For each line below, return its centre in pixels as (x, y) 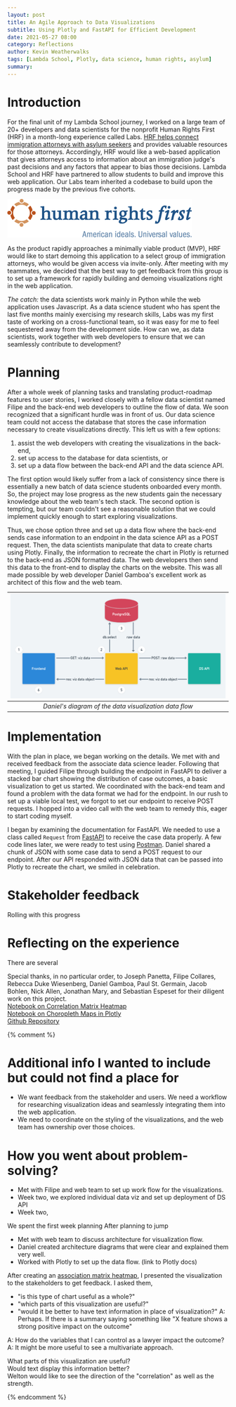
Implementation (54, 736)
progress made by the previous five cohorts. (71, 189)
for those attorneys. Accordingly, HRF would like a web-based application (114, 152)
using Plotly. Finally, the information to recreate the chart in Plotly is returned (118, 552)
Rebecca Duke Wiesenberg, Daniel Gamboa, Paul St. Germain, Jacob (107, 983)
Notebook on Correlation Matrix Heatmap (67, 1006)
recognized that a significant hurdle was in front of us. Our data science (111, 414)
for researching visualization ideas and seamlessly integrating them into (122, 1105)
